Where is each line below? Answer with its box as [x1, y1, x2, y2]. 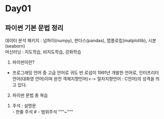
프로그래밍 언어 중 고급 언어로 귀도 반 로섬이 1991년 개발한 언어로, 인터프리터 [12, 70, 159, 75]
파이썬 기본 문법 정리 [5, 24, 64, 32]
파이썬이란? [12, 59, 35, 65]
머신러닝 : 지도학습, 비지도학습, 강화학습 [5, 49, 81, 54]
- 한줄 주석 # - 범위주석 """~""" [12, 109, 73, 115]
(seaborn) [5, 43, 26, 49]
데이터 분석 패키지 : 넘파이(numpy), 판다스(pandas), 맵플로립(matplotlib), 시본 [5, 38, 157, 43]
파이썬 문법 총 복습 [12, 93, 48, 98]
